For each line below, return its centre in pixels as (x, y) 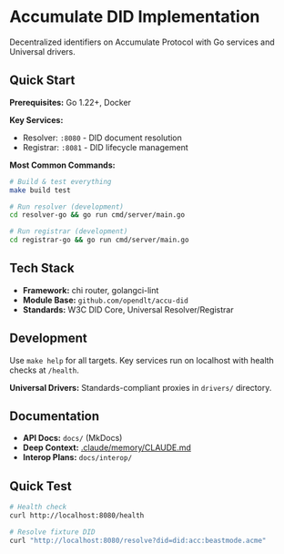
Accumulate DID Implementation (135, 17)
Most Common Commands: (62, 165)
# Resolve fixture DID (52, 532)
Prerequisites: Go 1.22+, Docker (71, 102)
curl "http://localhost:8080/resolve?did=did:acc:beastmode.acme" (138, 540)
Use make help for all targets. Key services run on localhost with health (142, 360)
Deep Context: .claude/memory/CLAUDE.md (106, 447)
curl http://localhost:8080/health (77, 516)
